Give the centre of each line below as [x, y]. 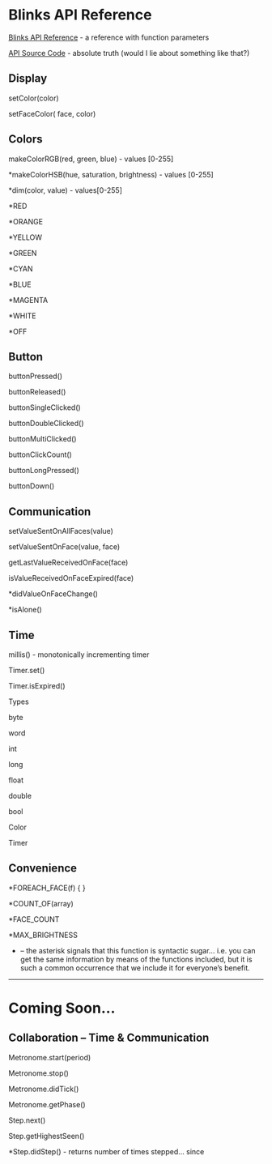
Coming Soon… [62, 1008]
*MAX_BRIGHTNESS [43, 935]
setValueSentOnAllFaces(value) [61, 531]
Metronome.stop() [38, 1073]
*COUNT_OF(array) [41, 903]
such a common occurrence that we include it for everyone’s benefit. [135, 968]
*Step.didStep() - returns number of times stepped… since [106, 1151]
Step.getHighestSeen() [47, 1136]
